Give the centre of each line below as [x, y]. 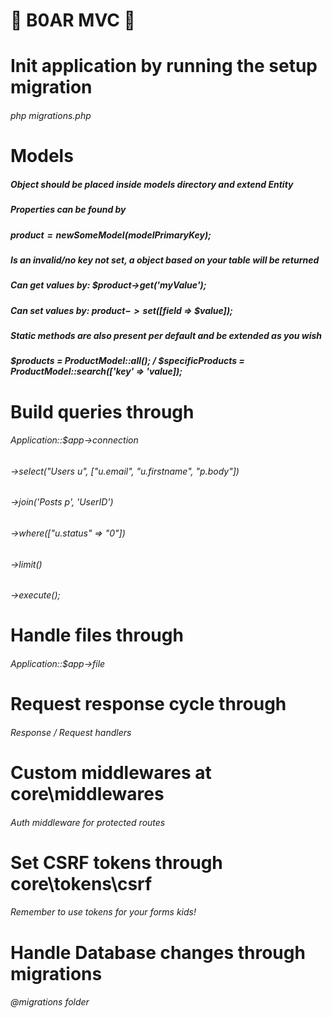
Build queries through [102, 411]
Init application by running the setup [164, 66]
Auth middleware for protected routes [88, 822]
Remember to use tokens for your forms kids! [103, 912]
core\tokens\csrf [81, 883]
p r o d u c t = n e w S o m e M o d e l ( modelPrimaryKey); [111, 235]
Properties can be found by [68, 210]
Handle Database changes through [158, 952]
